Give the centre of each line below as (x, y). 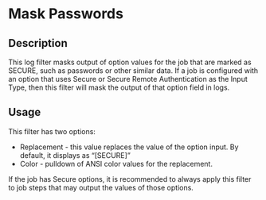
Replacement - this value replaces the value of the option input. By (129, 147)
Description (38, 43)
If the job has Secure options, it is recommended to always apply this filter (130, 179)
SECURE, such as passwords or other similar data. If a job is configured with (133, 71)
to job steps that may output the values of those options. (101, 187)
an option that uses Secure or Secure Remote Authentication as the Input (128, 79)
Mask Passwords (66, 14)
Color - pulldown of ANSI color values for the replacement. (116, 163)
